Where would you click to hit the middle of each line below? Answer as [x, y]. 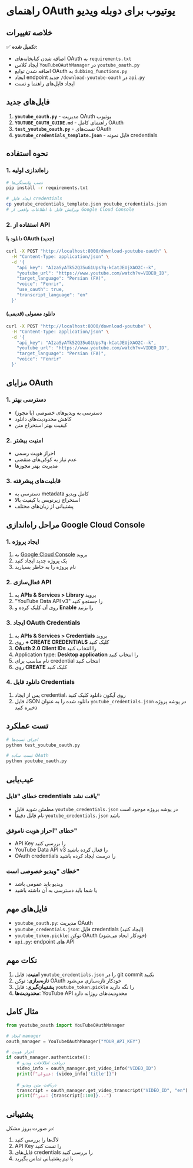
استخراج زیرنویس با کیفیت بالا [47, 500]
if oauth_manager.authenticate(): [49, 1058]
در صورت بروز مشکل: [30, 1129]
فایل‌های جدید [28, 102]
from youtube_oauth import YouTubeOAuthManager [66, 1025]
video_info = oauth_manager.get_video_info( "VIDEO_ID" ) [87, 1068]
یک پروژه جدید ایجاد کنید [41, 560]
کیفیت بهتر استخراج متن [41, 425]
